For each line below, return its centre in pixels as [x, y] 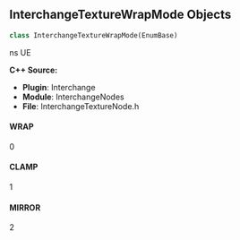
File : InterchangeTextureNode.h [81, 106]
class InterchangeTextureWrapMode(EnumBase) [94, 35]
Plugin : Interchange [59, 87]
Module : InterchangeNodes [73, 97]
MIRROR [25, 207]
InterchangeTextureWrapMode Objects [120, 15]
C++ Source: [34, 70]
